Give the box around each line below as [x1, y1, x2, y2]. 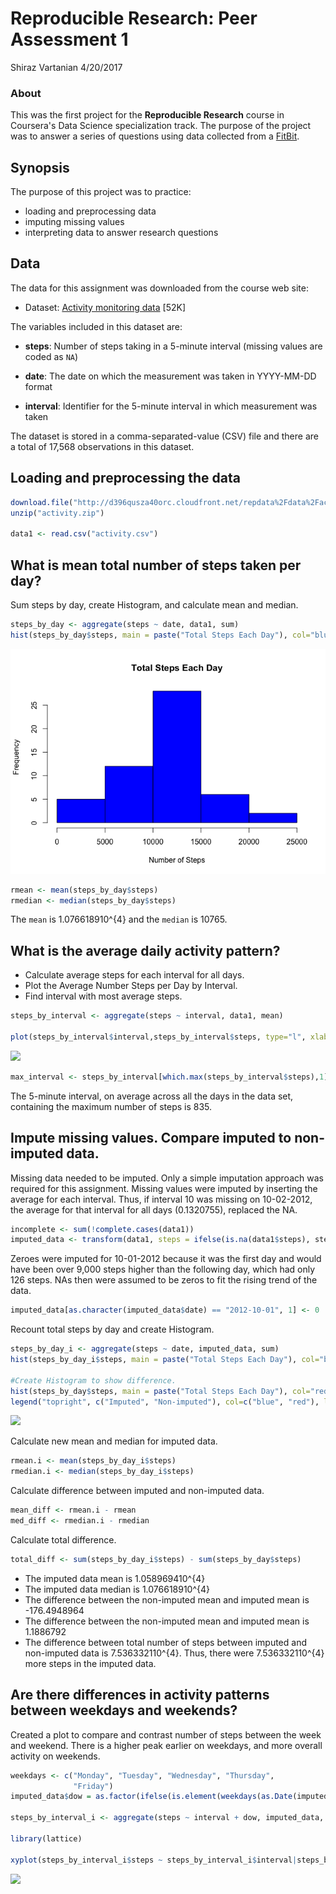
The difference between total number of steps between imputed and [24, 1636, 307, 1648]
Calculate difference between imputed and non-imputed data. [10, 1485, 265, 1497]
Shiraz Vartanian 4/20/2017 [10, 61, 123, 73]
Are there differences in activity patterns [10, 1687, 270, 1704]
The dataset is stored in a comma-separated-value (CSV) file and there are [10, 430, 319, 442]
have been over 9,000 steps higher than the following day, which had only [10, 1263, 316, 1276]
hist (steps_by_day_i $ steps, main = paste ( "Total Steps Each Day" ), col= [10, 1355, 320, 1365]
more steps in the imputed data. [24, 1657, 157, 1669]
